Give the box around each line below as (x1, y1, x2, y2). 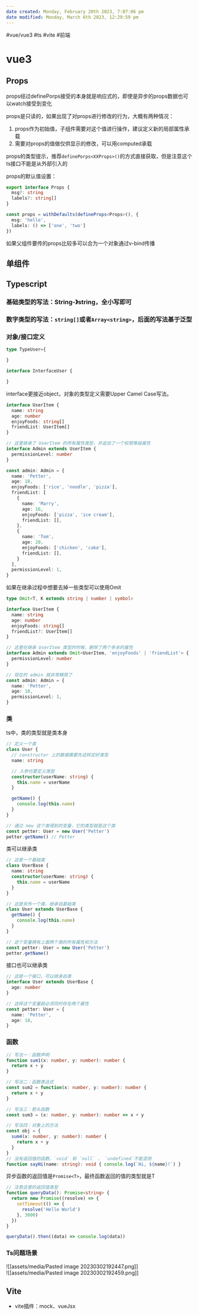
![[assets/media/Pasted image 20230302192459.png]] (6, 1269, 139, 1276)
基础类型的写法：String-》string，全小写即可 (6, 298, 132, 306)
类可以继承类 (6, 845, 37, 852)
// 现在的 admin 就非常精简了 (6, 671, 73, 678)
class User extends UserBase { (6, 906, 83, 912)
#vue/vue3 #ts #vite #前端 (6, 31, 71, 39)
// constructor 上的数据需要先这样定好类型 (11, 752, 109, 758)
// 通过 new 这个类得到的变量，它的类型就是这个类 (6, 823, 116, 829)
